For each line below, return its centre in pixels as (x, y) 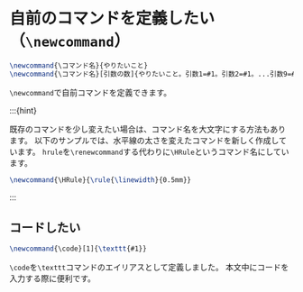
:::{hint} (23, 110)
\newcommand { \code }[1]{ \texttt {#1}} (78, 249)
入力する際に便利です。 (53, 278)
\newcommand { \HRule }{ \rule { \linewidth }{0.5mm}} (101, 180)
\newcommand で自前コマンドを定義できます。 (91, 92)
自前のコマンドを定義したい (112, 18)
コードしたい (45, 228)
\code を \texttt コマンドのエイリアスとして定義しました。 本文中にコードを (149, 268)
